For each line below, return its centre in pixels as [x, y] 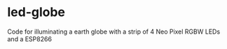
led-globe [36, 12]
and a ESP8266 [30, 38]
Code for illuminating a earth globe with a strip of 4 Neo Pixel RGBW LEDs [114, 31]
